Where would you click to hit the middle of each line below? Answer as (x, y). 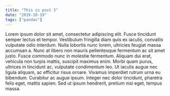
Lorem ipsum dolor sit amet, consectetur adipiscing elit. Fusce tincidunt (81, 34)
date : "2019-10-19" (26, 15)
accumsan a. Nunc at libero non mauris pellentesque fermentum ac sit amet (85, 51)
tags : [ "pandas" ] (24, 20)
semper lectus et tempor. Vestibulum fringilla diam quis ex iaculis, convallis (84, 40)
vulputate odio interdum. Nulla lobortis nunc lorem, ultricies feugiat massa (83, 45)
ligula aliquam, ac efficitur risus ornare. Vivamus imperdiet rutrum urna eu (83, 72)
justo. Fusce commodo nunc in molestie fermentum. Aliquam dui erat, (79, 56)
